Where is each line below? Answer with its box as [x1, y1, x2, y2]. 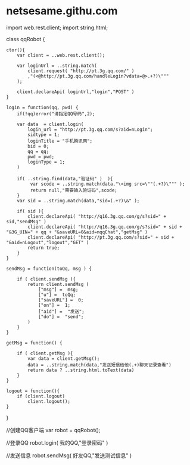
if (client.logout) [17, 393, 66, 399]
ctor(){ [6, 47, 26, 53]
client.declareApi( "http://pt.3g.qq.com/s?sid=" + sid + [27, 234, 175, 240]
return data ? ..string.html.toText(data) [27, 367, 135, 373]
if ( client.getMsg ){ [17, 350, 73, 356]
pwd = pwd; [27, 153, 55, 159]
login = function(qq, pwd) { [6, 104, 79, 110]
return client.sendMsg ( [27, 281, 89, 287]
